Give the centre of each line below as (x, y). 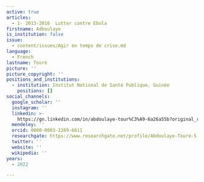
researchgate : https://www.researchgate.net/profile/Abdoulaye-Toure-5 (104, 136)
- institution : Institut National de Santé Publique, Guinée (91, 86)
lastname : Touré (27, 62)
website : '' (27, 147)
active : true (23, 12)
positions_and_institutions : (43, 79)
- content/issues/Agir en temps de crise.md (69, 46)
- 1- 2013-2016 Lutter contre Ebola (59, 23)
